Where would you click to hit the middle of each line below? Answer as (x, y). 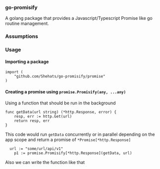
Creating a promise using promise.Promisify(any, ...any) (66, 91)
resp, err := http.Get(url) (43, 116)
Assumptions (22, 36)
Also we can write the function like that (45, 162)
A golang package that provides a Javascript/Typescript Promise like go (79, 18)
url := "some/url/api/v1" (37, 149)
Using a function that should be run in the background (60, 103)
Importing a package (27, 62)
